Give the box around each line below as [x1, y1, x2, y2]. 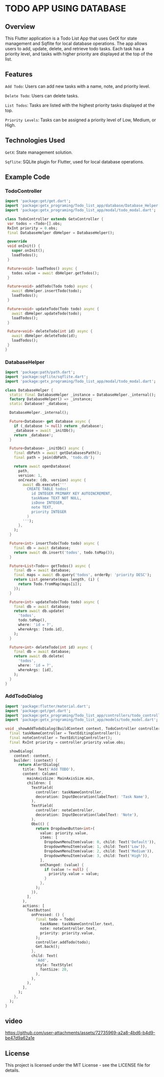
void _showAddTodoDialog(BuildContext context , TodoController [5, 726, 137, 731]
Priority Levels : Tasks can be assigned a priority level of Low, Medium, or [5, 117, 156, 123]
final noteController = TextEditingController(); [9, 736, 112, 740]
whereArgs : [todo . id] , [18, 627, 64, 631]
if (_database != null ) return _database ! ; [14, 424, 104, 428]
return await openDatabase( [14, 464, 71, 469]
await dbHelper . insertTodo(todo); [11, 289, 82, 293]
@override [7, 239, 27, 244]
